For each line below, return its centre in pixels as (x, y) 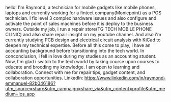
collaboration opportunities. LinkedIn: (44, 78)
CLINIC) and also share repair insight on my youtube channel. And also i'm (83, 34)
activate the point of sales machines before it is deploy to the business (79, 23)
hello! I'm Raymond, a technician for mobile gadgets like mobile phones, (81, 7)
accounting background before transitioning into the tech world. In (75, 51)
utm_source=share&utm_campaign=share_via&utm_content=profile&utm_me (85, 88)
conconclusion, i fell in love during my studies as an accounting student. (81, 56)
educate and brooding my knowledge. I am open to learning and (73, 67)
